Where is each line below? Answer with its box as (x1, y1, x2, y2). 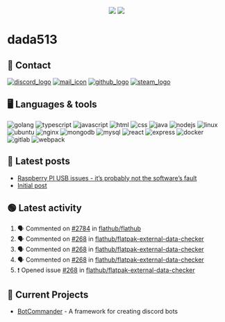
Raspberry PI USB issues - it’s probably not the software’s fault (17, 173, 197, 182)
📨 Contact (7, 59, 51, 71)
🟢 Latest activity (7, 202, 82, 214)
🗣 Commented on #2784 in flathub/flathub (17, 224, 141, 232)
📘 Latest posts (7, 155, 71, 167)
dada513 (7, 32, 58, 48)
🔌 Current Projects (7, 289, 89, 300)
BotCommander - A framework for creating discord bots (17, 307, 178, 316)
